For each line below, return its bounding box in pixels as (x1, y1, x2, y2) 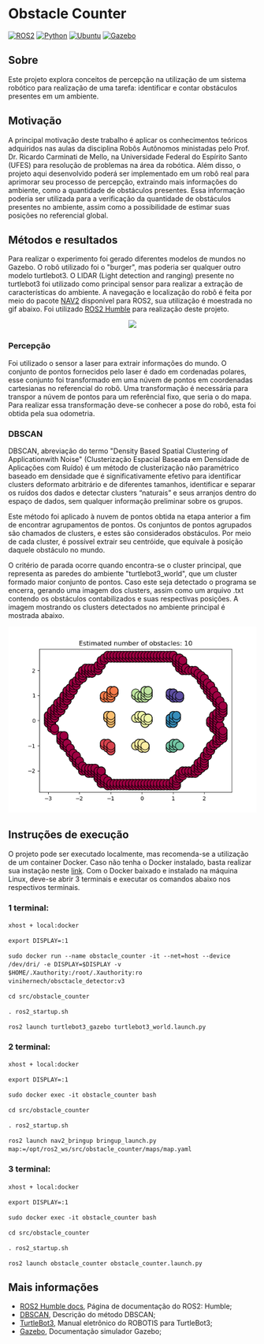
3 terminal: (8, 1163, 51, 1175)
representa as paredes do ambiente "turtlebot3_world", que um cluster (8, 568, 238, 578)
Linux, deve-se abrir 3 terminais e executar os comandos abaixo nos (8, 874, 231, 884)
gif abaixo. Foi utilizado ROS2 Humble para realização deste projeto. (8, 304, 230, 314)
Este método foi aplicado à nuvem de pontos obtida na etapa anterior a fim (8, 512, 251, 521)
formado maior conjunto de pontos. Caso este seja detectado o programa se (8, 577, 257, 586)
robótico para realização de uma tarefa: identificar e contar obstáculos (8, 83, 238, 92)
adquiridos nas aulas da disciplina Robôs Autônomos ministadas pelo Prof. (8, 143, 250, 153)
